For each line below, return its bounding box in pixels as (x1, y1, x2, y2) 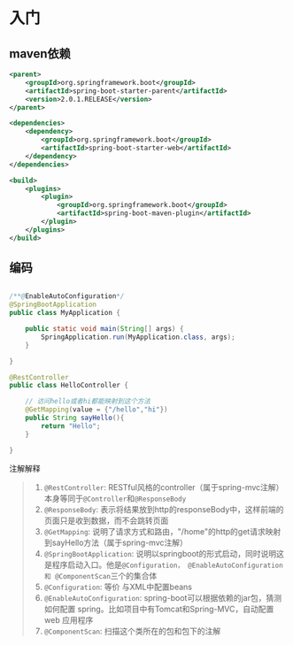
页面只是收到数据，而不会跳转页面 (43, 515, 169, 526)
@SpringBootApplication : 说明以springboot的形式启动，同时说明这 (43, 548, 285, 558)
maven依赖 (9, 46, 71, 61)
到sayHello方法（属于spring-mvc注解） (43, 537, 189, 548)
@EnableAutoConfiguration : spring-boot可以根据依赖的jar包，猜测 (43, 592, 281, 603)
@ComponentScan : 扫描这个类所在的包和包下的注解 (43, 626, 221, 636)
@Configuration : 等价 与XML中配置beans (43, 581, 193, 592)
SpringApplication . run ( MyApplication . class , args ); (41, 333, 236, 342)
